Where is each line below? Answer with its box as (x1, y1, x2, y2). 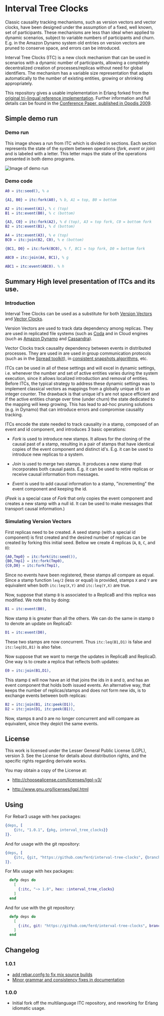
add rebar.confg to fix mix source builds (12, 972, 93, 977)
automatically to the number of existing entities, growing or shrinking (5, 75, 143, 81)
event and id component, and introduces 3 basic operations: (5, 426, 126, 432)
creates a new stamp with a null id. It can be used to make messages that (5, 501, 153, 507)
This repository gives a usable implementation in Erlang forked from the (5, 90, 149, 96)
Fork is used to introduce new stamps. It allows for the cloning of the (12, 436, 150, 442)
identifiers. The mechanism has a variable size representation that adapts (5, 70, 153, 76)
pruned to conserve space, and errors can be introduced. (5, 45, 121, 51)
